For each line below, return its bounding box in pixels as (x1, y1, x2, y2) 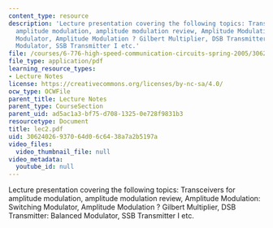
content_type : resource (8, 11, 89, 20)
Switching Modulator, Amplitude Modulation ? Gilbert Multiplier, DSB (8, 202, 236, 212)
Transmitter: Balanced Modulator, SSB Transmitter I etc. (8, 211, 195, 221)
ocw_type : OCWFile (8, 87, 71, 96)
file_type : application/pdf (8, 58, 104, 66)
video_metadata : (8, 155, 63, 163)
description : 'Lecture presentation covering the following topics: (8, 19, 245, 28)
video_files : (8, 140, 53, 148)
